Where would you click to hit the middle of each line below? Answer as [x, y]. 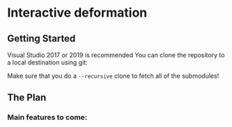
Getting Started [41, 39]
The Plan [27, 98]
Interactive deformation [77, 13]
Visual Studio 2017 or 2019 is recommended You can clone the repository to [116, 55]
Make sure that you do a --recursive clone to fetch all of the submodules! [113, 76]
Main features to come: [47, 117]
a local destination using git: [48, 62]
